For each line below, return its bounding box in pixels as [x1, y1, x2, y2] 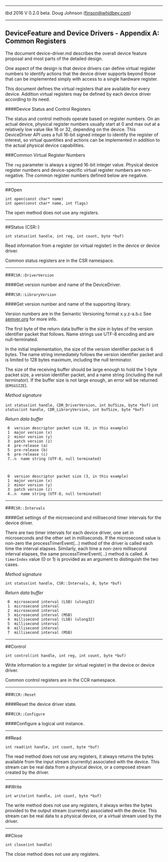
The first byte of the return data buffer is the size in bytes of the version [5, 326, 153, 332]
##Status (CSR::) [5, 224, 40, 230]
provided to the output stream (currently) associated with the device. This [5, 807, 157, 813]
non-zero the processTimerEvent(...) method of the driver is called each [5, 540, 153, 546]
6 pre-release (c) [7, 452, 48, 457]
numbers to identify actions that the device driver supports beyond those [5, 71, 156, 77]
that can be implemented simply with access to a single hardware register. [5, 76, 158, 82]
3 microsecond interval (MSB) [7, 612, 72, 618]
